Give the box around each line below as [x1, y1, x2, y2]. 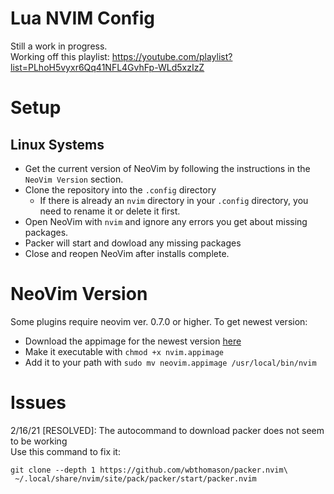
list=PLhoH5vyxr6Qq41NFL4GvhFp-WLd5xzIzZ [10, 61, 205, 73]
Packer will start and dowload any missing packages [24, 237, 242, 249]
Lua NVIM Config [10, 7, 155, 30]
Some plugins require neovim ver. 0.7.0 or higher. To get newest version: [10, 315, 308, 327]
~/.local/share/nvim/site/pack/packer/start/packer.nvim [14, 473, 257, 484]
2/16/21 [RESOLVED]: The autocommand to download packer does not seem [10, 424, 325, 436]
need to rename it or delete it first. [39, 205, 181, 217]
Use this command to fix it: [10, 445, 121, 457]
